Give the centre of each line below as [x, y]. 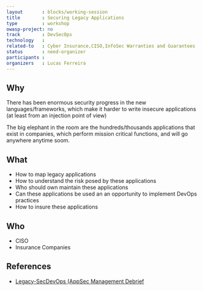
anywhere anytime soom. [38, 141]
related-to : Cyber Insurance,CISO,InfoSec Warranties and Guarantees [101, 46]
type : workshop [38, 23]
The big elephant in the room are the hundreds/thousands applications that [101, 127]
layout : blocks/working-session [57, 12]
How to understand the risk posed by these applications [86, 181]
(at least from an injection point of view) [57, 116]
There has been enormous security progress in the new [76, 103]
